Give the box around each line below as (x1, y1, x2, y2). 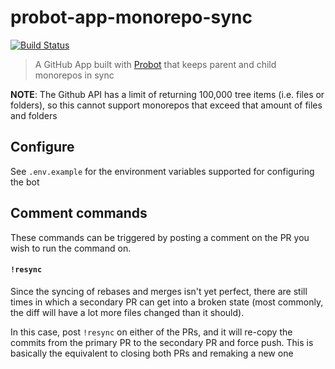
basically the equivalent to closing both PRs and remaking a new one (10, 347, 294, 359)
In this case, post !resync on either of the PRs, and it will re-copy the (10, 326, 293, 338)
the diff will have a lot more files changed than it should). (10, 306, 245, 318)
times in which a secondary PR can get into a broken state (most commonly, (10, 296, 324, 308)
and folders (10, 109, 58, 121)
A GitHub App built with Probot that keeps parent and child (34, 58, 277, 70)
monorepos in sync (34, 69, 115, 81)
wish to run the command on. (10, 242, 132, 254)
